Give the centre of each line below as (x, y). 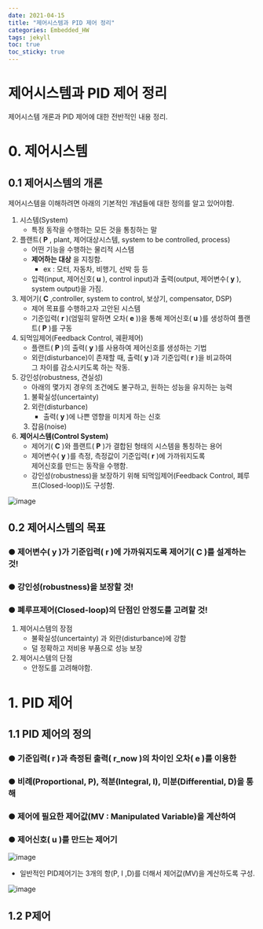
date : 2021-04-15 (37, 15)
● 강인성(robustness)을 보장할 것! (71, 587)
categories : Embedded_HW (49, 30)
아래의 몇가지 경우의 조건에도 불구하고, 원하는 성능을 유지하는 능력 (132, 387)
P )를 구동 (57, 328)
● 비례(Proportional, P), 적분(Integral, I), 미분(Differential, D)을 (126, 781)
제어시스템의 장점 (46, 629)
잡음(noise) (49, 426)
